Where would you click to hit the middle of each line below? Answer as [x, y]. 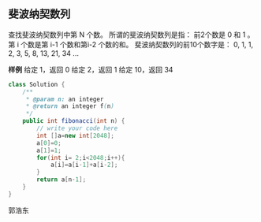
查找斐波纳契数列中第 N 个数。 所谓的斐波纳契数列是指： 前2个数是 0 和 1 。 [131, 35]
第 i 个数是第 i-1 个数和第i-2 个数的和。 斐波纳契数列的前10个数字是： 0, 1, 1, [131, 44]
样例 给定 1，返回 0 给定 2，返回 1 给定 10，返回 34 [91, 69]
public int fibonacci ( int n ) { [74, 121]
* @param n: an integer [65, 99]
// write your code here [77, 128]
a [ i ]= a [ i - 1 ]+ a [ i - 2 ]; [84, 165]
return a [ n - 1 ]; [62, 179]
